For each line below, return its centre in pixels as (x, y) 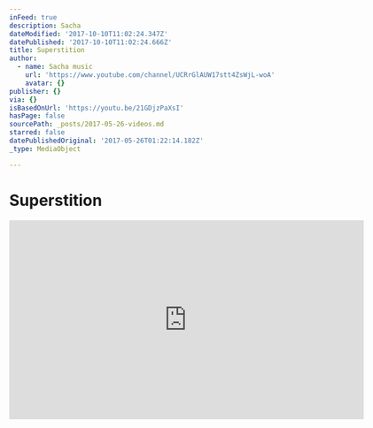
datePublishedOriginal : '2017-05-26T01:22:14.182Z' (106, 141)
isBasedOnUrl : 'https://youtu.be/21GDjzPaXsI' (97, 108)
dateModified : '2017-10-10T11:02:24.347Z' (89, 34)
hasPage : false (37, 116)
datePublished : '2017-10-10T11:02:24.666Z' (91, 42)
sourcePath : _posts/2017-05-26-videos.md (87, 125)
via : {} (23, 99)
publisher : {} (35, 91)
